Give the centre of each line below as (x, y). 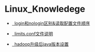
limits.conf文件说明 (33, 33)
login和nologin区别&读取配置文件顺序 (52, 23)
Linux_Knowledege (45, 9)
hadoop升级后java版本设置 (41, 44)
